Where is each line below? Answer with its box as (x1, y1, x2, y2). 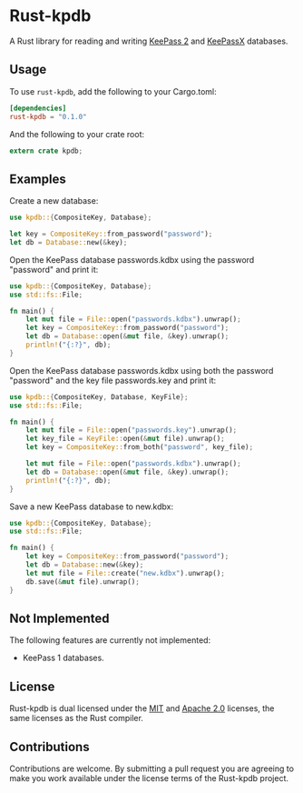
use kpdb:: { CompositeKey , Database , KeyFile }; (9, 392, 189, 401)
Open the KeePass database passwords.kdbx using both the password (9, 365, 274, 376)
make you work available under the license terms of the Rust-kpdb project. (9, 773, 288, 783)
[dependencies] (9, 104, 67, 113)
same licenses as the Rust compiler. (9, 713, 143, 724)
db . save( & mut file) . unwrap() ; (25, 577, 141, 587)
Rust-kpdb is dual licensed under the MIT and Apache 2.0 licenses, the (9, 703, 275, 714)
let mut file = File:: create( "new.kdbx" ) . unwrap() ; (25, 568, 225, 577)
